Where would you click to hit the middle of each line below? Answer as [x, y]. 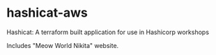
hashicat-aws [47, 13]
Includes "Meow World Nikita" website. [63, 45]
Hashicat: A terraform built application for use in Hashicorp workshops [108, 32]
